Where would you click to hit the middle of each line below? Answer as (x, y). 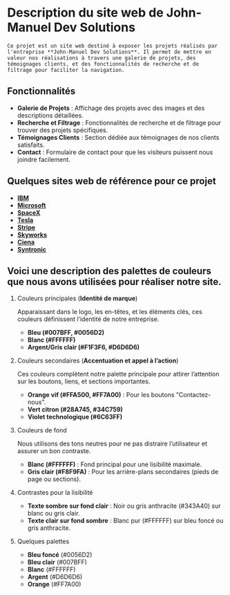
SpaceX (29, 212)
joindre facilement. (44, 159)
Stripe (26, 227)
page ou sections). (54, 479)
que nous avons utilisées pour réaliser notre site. (115, 282)
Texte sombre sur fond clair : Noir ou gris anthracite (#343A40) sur (124, 506)
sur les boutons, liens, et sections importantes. (84, 381)
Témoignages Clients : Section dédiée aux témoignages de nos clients (118, 137)
